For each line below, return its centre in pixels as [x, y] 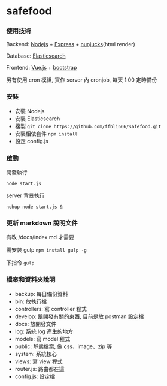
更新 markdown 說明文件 [42, 223]
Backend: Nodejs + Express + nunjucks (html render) [71, 44]
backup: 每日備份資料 [41, 294]
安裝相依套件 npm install [46, 134]
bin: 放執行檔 [31, 301]
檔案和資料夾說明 [31, 280]
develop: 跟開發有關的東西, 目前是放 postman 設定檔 [79, 316]
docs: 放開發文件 [36, 324]
